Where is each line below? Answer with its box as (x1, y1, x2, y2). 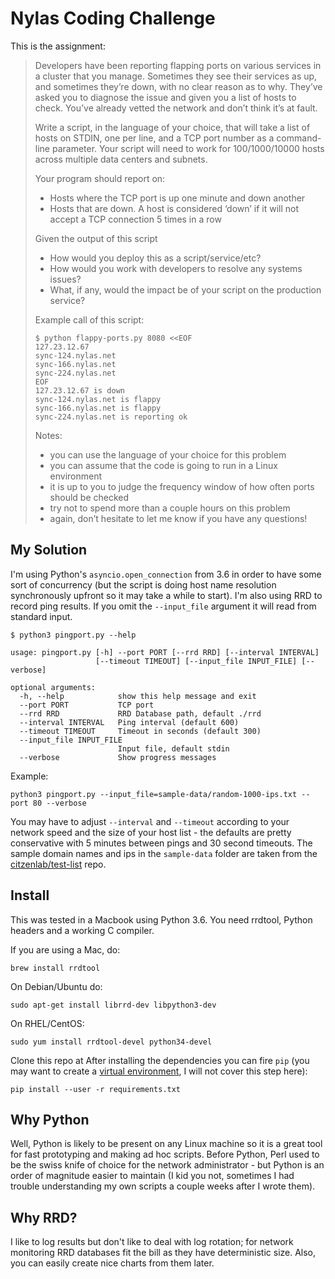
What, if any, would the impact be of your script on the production (49, 283, 322, 296)
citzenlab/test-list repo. (10, 858, 107, 870)
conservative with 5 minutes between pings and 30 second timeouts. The (10, 837, 313, 849)
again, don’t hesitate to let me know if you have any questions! (49, 512, 308, 524)
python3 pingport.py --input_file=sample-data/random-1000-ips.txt (10, 789, 298, 799)
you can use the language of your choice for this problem (49, 448, 287, 461)
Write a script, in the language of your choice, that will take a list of (34, 121, 311, 133)
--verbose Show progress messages (19, 752, 217, 762)
